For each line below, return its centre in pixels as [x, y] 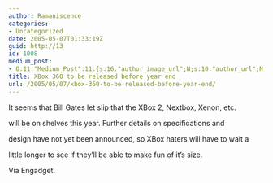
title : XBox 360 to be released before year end [92, 76]
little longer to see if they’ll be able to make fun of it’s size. [106, 155]
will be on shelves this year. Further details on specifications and [117, 123]
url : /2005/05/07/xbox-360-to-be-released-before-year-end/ [113, 84]
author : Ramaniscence [45, 16]
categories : [28, 24]
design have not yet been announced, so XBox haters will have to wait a [129, 138]
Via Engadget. [32, 170]
